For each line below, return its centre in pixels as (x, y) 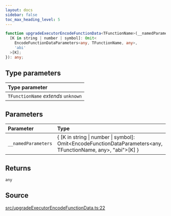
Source (17, 195)
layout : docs (19, 10)
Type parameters (33, 73)
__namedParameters (30, 144)
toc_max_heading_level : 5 (33, 19)
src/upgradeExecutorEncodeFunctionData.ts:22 (55, 208)
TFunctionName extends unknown (45, 96)
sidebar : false (21, 15)
